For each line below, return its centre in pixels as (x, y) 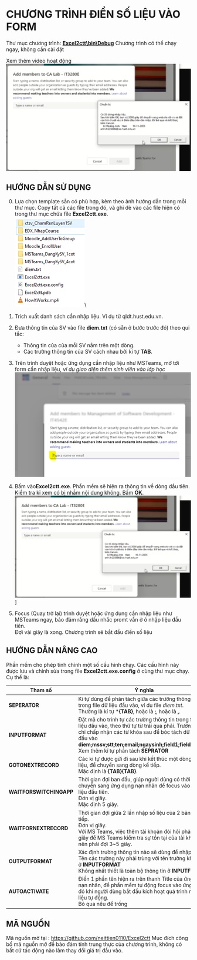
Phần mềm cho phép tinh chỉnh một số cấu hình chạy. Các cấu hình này (93, 664)
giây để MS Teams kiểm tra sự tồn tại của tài (131, 838)
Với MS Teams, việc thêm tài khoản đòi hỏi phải (135, 831)
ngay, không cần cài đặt (35, 49)
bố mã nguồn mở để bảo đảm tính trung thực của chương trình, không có (94, 944)
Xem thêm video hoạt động (39, 61)
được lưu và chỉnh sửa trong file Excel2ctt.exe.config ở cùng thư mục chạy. (98, 671)
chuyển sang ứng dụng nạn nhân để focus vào (134, 786)
